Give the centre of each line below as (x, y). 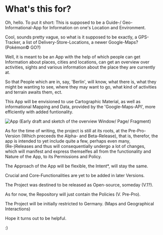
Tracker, (13, 42)
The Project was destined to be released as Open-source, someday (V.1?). (79, 185)
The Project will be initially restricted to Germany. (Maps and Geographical (80, 203)
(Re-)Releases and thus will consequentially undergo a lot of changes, (75, 146)
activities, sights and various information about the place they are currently (80, 67)
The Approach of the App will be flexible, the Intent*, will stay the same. (77, 166)
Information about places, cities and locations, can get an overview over (77, 62)
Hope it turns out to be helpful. (36, 218)
